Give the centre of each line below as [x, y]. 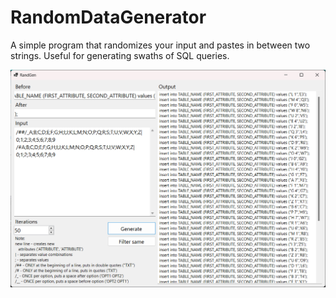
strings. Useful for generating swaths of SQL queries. [120, 55]
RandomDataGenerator [108, 17]
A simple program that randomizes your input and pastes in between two [160, 45]
